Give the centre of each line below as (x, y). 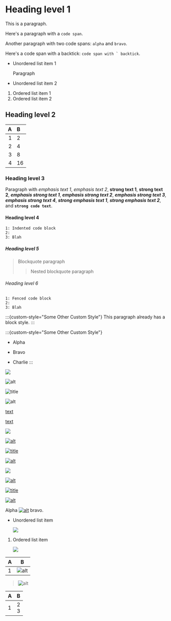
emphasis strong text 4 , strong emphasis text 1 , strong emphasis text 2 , (83, 201)
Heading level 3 (25, 178)
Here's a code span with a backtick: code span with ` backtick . (73, 53)
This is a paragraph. (26, 24)
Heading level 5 (22, 248)
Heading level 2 (31, 115)
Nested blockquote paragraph (62, 272)
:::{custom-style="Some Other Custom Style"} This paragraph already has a (85, 317)
